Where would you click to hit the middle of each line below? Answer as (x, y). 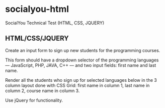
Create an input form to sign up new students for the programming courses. (83, 50)
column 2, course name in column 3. (42, 91)
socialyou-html (37, 9)
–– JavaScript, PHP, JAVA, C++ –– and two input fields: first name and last (81, 65)
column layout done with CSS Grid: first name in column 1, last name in (78, 85)
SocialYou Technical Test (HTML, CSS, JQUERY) (55, 23)
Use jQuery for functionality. (34, 100)
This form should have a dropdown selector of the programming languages (82, 60)
